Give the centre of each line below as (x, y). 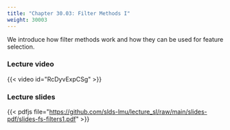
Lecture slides (31, 96)
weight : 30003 (27, 20)
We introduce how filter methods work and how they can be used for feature (115, 39)
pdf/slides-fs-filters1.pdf (42, 119)
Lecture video (31, 64)
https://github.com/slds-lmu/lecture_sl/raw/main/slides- (128, 112)
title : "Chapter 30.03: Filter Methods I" (69, 13)
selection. (21, 47)
